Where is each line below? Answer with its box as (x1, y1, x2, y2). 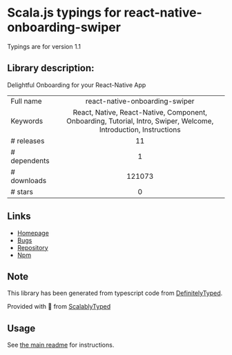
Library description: (7, 62, 95, 74)
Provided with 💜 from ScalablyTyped (7, 303, 111, 311)
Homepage (17, 229, 50, 237)
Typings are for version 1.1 (7, 42, 81, 50)
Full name (10, 96, 43, 106)
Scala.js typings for (7, 5, 122, 21)
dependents (10, 155, 50, 165)
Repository (17, 243, 48, 251)
